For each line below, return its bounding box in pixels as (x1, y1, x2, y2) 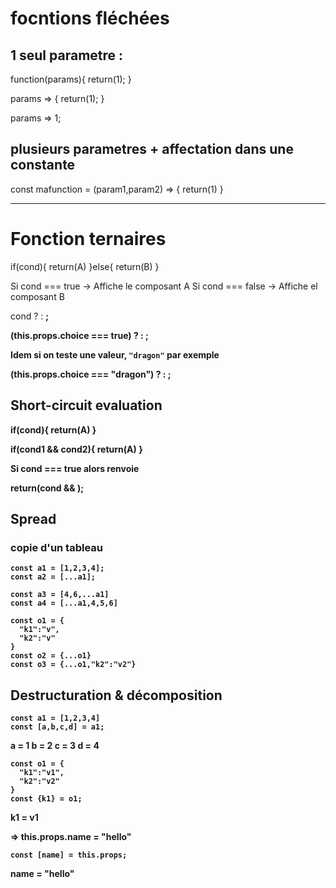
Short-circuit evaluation (10, 397, 163, 414)
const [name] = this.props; (10, 850, 128, 861)
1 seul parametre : (10, 47, 124, 64)
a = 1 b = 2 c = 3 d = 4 (10, 740, 100, 752)
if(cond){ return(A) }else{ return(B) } (10, 260, 160, 272)
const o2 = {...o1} (10, 651, 92, 661)
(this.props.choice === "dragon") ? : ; (10, 368, 172, 380)
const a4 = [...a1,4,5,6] (10, 598, 118, 609)
